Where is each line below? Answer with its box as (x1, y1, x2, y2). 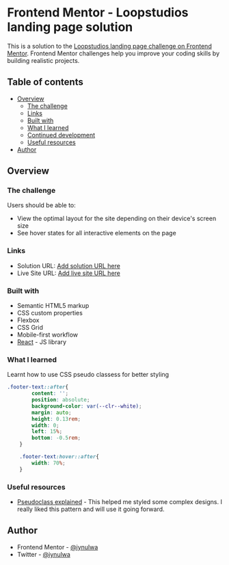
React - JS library (16, 338, 67, 346)
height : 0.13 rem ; (31, 415, 81, 422)
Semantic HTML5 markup (16, 302, 90, 310)
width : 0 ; (31, 422, 59, 429)
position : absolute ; (31, 397, 90, 404)
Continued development (27, 131, 96, 139)
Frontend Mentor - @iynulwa (16, 542, 98, 551)
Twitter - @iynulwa (16, 550, 70, 558)
